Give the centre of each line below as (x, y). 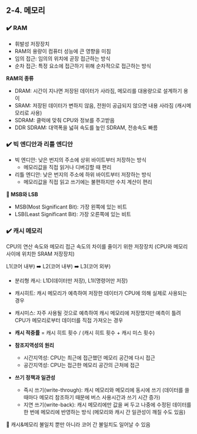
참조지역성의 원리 (34, 345)
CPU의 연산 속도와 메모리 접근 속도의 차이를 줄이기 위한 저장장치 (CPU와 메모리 (97, 247)
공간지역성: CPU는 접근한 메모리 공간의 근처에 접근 (81, 365)
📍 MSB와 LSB (22, 194)
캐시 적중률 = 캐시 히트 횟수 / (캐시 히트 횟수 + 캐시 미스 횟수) (85, 333)
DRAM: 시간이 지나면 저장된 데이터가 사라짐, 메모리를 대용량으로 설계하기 (98, 90)
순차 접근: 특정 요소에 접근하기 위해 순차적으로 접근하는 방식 (83, 66)
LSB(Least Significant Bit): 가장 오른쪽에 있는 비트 (73, 214)
